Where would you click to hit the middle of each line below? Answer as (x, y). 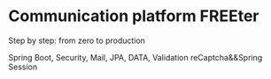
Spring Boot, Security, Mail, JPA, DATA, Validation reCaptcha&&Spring (135, 57)
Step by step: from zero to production (77, 40)
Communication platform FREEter (134, 16)
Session (23, 67)
